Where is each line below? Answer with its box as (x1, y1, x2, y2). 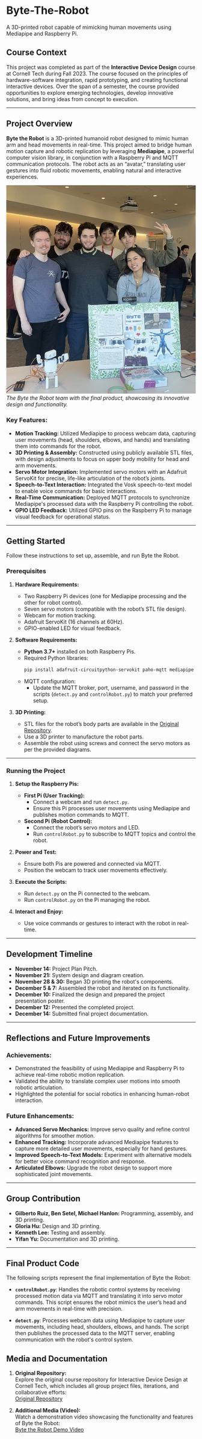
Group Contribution (6, 1194, 81, 1204)
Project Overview (6, 119, 73, 129)
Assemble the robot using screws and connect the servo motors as (23, 739, 191, 746)
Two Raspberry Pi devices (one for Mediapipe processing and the (23, 592, 187, 600)
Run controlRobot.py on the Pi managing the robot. (23, 896, 151, 903)
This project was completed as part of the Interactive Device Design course (6, 63, 195, 71)
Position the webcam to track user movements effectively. (23, 866, 168, 874)
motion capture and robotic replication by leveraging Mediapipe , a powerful (6, 147, 194, 154)
